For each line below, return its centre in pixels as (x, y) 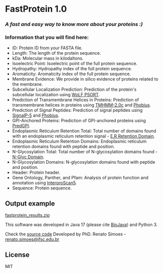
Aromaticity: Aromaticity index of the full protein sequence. (71, 74)
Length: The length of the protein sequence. (56, 53)
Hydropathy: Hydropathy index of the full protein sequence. (72, 69)
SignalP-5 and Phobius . (36, 115)
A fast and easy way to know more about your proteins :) (74, 24)
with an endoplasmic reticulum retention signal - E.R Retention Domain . (83, 136)
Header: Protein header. (36, 172)
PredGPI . (21, 126)
